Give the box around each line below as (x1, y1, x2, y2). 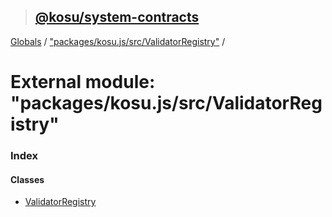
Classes (10, 173, 45, 185)
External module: (10, 71, 156, 93)
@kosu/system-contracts (34, 9, 200, 26)
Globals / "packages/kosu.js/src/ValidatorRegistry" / (10, 35, 226, 47)
